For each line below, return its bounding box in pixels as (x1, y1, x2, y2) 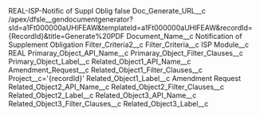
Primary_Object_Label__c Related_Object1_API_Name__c (8, 57, 191, 66)
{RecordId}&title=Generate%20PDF (8, 32, 125, 41)
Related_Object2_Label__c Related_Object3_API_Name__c (8, 91, 197, 100)
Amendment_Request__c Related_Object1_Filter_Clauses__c (8, 65, 203, 75)
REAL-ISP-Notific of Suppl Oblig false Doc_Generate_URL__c (8, 6, 206, 15)
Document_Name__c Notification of (126, 32, 242, 41)
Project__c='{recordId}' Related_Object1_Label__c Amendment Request (8, 74, 242, 83)
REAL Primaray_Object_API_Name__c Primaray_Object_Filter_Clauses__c (8, 48, 243, 57)
